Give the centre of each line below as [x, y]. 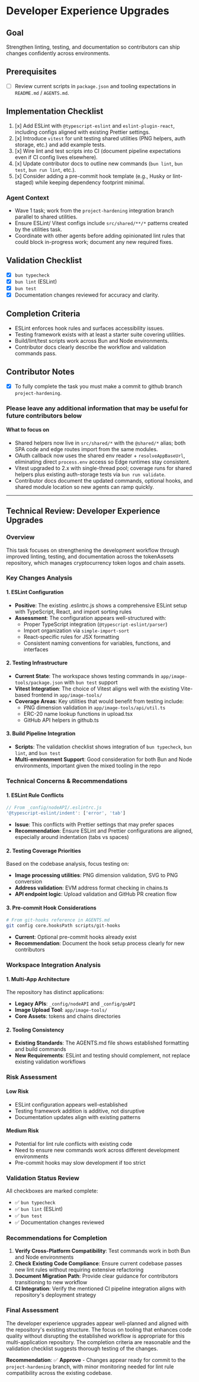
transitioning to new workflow [51, 1283]
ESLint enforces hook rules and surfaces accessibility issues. [89, 328]
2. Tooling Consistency [35, 1030]
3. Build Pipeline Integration [41, 734]
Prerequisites [31, 72]
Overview [20, 537]
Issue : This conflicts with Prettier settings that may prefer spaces [94, 824]
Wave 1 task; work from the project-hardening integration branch [94, 210]
